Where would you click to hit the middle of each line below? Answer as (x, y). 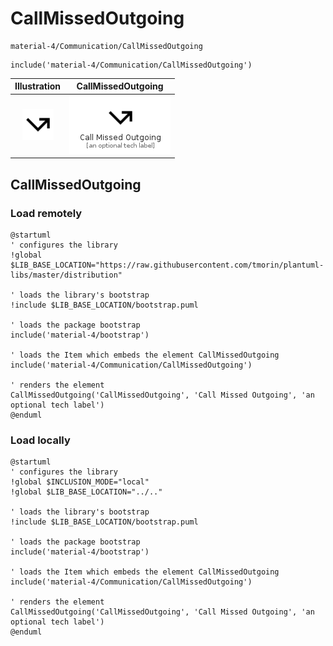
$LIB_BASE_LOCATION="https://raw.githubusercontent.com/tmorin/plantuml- (167, 265)
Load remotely (46, 213)
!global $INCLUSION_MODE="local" (80, 482)
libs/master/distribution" (66, 275)
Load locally (40, 440)
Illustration (38, 86)
